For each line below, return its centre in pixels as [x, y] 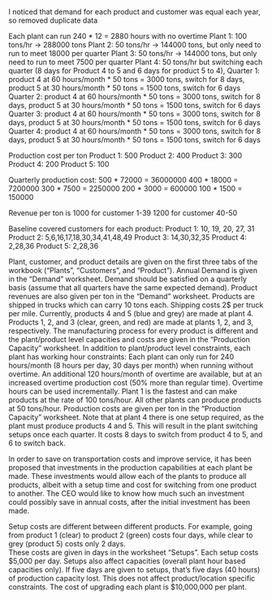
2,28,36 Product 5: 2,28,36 [54, 246]
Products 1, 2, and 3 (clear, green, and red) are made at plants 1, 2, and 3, [131, 322]
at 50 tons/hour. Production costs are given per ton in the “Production [125, 409]
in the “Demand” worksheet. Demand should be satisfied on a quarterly [128, 279]
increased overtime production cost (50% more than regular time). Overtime [136, 383]
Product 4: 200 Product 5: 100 [59, 164]
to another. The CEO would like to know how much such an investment [127, 493]
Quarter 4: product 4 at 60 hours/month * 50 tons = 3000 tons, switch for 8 [135, 131]
